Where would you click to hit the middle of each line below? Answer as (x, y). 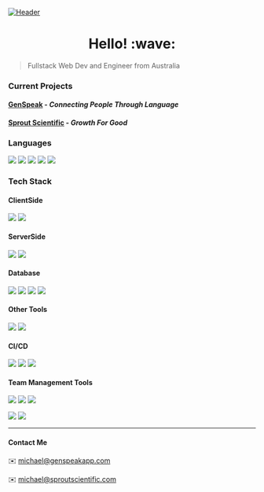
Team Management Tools (50, 382)
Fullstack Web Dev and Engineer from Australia (104, 65)
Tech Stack (30, 182)
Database (24, 273)
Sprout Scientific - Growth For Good (68, 123)
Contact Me (28, 442)
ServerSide (27, 237)
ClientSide (26, 200)
